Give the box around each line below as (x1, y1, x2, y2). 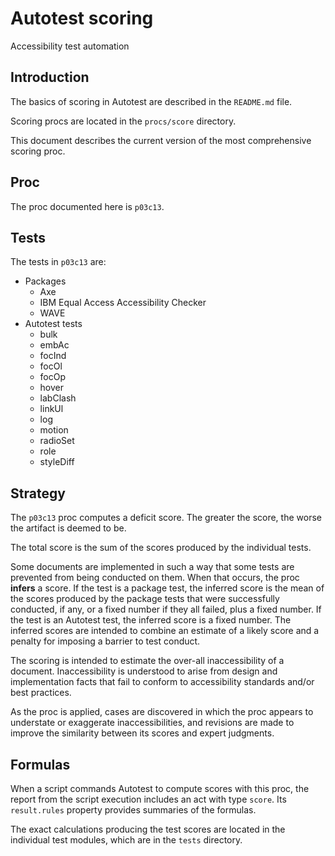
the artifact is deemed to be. (10, 522, 127, 534)
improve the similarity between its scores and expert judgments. (10, 727, 275, 739)
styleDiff (39, 456, 75, 468)
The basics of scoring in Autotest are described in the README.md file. (10, 95, 293, 107)
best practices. (10, 687, 72, 699)
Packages (24, 275, 67, 287)
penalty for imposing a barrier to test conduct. (10, 635, 201, 647)
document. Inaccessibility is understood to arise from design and (10, 665, 278, 677)
